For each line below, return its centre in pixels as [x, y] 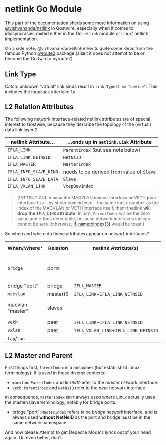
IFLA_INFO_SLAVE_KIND [33, 172]
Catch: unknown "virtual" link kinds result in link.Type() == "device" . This [81, 86]
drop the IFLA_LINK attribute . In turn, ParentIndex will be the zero [83, 213]
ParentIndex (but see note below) [102, 150]
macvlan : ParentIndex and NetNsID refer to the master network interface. [85, 383]
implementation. [21, 39]
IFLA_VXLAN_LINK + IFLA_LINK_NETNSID [116, 330]
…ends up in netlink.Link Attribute [109, 142]
